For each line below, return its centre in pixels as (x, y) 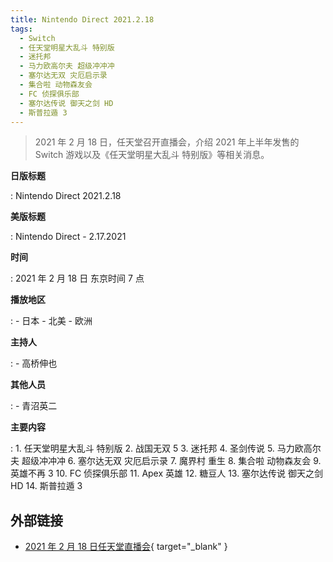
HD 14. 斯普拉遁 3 (46, 486)
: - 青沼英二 (34, 406)
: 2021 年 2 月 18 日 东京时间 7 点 (77, 278)
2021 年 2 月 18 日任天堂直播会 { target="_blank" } (126, 547)
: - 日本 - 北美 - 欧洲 (51, 321)
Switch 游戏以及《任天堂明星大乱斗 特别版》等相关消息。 (152, 155)
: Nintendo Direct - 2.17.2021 (68, 237)
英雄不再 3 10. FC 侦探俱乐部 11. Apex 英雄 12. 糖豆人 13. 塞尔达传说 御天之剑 (167, 473)
